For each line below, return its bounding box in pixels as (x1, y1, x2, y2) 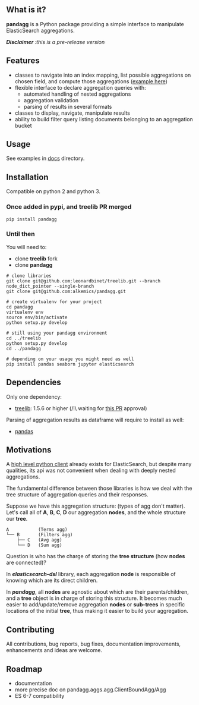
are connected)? (6, 559, 46, 566)
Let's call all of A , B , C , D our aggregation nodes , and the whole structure (6, 509, 186, 516)
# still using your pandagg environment (6, 330, 108, 336)
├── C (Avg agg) (17, 537, 62, 543)
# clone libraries (6, 273, 52, 279)
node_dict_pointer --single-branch (6, 283, 94, 289)
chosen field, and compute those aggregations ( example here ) (14, 77, 168, 85)
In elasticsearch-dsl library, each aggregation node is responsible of (6, 571, 176, 578)
